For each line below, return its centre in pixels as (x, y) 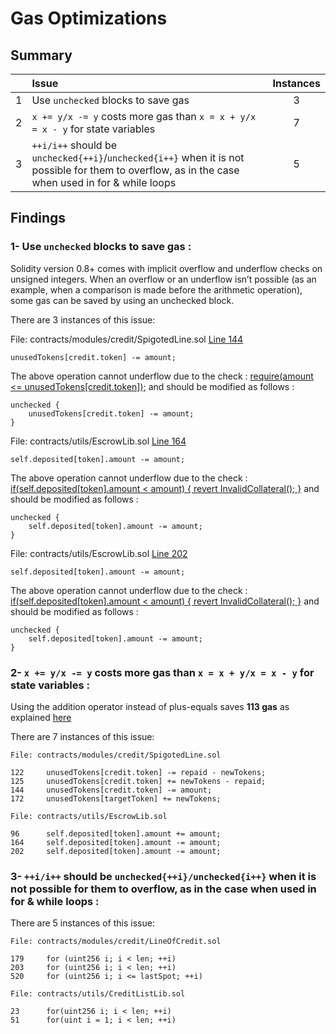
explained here (41, 717)
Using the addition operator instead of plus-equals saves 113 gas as (150, 706)
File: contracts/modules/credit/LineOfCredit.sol (116, 942)
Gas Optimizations (89, 18)
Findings (38, 218)
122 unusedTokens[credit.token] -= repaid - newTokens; (138, 772)
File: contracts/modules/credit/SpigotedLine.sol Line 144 (127, 339)
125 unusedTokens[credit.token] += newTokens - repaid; (138, 781)
